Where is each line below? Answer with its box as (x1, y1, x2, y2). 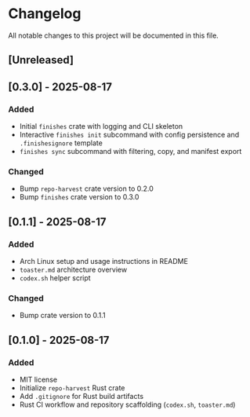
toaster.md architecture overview (19, 265, 128, 274)
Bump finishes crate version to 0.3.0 (19, 192, 139, 202)
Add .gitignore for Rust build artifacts (19, 391, 143, 401)
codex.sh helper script (19, 273, 92, 283)
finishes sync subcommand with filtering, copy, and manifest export (19, 147, 242, 156)
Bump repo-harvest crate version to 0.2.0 (19, 184, 154, 193)
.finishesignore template (19, 138, 103, 148)
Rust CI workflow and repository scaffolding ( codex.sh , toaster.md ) (19, 400, 236, 409)
